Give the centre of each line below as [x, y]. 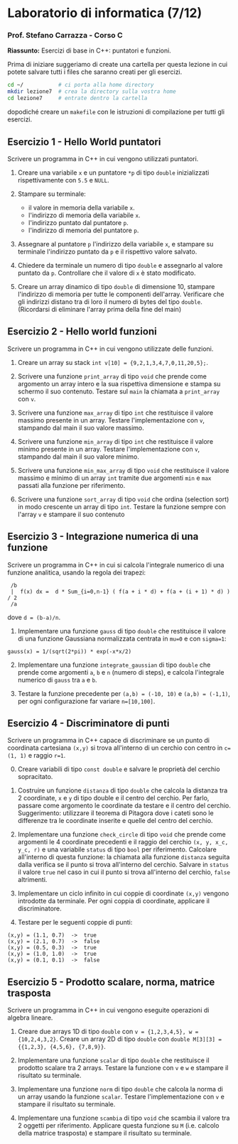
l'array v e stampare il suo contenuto [71, 514]
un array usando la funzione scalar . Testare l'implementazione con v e [121, 1097]
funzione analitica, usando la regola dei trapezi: [77, 572]
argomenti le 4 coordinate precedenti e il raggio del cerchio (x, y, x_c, [123, 842]
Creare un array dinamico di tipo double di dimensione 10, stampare [116, 286]
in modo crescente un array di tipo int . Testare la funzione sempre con [121, 506]
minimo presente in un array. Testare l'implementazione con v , [109, 449]
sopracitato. [35, 777]
